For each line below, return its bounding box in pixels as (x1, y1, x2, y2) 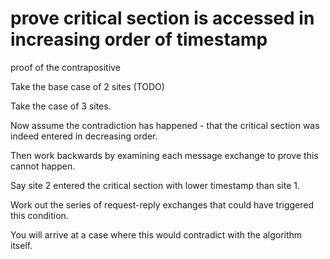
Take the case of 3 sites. (10, 100, 112, 112)
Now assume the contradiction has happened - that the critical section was (10, 119, 320, 131)
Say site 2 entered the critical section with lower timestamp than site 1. (10, 179, 300, 191)
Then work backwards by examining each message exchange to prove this (10, 149, 319, 161)
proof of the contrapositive (10, 61, 121, 73)
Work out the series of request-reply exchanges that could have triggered (10, 198, 315, 211)
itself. (10, 239, 33, 251)
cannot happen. (10, 160, 76, 172)
